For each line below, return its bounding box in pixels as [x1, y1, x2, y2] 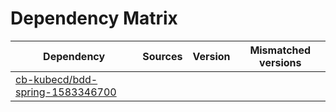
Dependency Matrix [10, 7, 178, 30]
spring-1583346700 [15, 85, 117, 99]
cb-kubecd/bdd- [15, 72, 98, 86]
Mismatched [249, 43, 312, 57]
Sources [142, 49, 183, 63]
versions [259, 55, 302, 69]
